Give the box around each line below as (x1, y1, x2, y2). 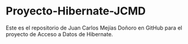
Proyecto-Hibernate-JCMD (6, 4, 146, 18)
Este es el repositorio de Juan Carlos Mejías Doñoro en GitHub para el (6, 24, 182, 31)
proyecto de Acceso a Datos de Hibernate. (6, 30, 113, 37)
